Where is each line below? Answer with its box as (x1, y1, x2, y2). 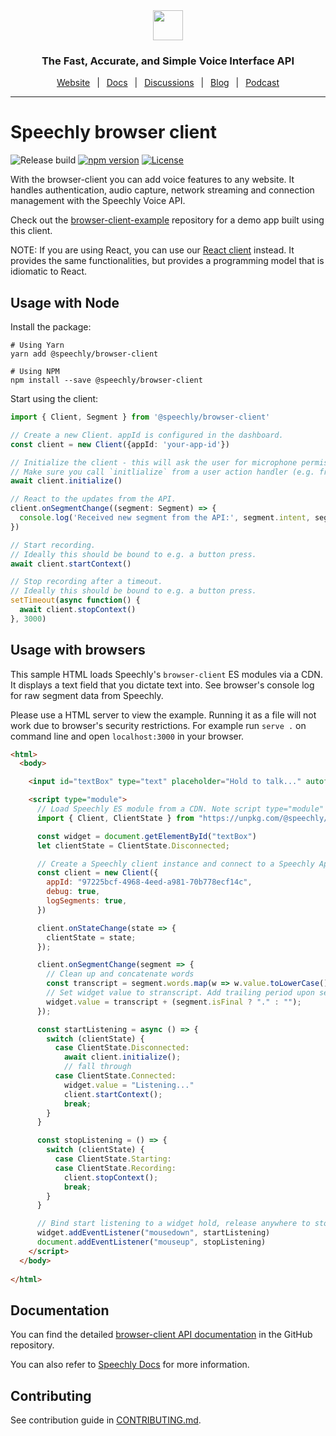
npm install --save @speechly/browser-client (10, 375, 203, 386)
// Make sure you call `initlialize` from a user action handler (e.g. (10, 467, 315, 477)
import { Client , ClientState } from (36, 813, 195, 823)
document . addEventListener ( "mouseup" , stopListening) (36, 1237, 267, 1248)
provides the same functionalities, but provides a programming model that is (10, 255, 325, 267)
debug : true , (46, 887, 101, 897)
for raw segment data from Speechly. (10, 689, 164, 701)
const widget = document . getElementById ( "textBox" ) (36, 831, 257, 841)
